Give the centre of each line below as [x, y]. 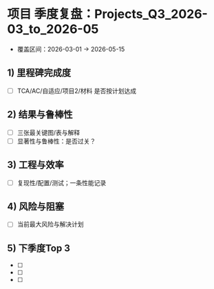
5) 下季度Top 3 [39, 248]
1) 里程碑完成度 [39, 73]
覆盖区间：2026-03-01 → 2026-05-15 [71, 49]
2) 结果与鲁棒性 [40, 115]
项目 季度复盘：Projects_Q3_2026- [107, 14]
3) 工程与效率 [35, 165]
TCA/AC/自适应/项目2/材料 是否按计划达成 [77, 91]
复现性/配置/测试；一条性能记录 [62, 182]
